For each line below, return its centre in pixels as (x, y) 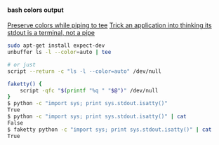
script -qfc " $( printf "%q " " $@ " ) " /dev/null (89, 90)
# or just (22, 64)
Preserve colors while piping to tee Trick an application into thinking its (109, 25)
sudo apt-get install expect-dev (56, 46)
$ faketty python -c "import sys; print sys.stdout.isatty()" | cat (109, 130)
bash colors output (36, 10)
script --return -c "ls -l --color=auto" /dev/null (84, 71)
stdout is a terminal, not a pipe (51, 33)
